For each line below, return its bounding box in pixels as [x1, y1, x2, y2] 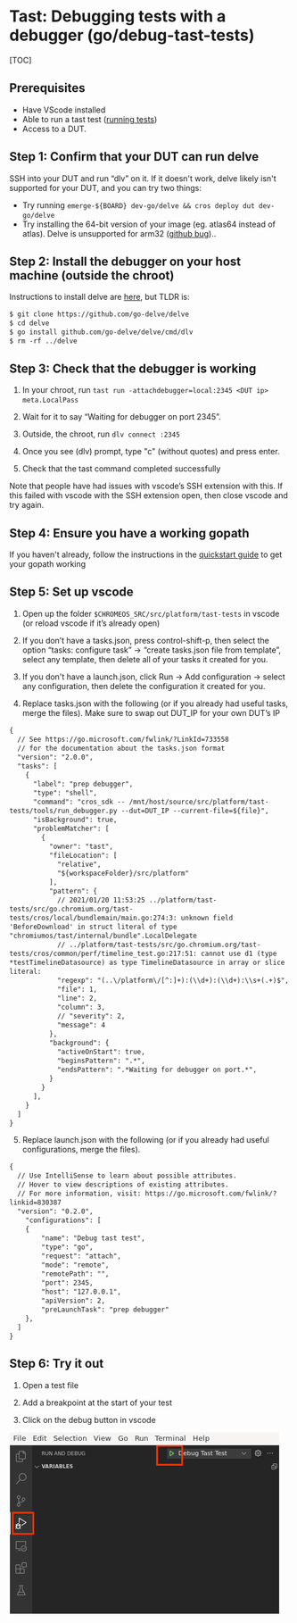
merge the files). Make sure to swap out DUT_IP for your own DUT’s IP [21, 707, 281, 718]
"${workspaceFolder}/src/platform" [56, 869, 190, 878]
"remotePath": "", [41, 1269, 110, 1278]
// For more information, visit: [17, 1189, 142, 1198]
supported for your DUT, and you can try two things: [9, 182, 202, 193]
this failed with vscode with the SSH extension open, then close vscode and [9, 490, 288, 501]
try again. [9, 500, 45, 511]
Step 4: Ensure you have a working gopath [9, 525, 250, 541]
